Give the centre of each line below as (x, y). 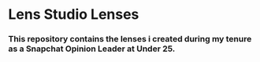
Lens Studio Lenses (74, 15)
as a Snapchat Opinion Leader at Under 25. (92, 49)
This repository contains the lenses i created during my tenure (130, 39)
